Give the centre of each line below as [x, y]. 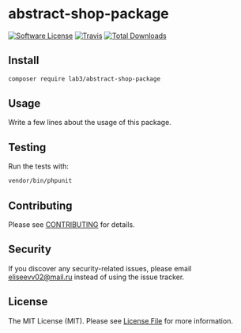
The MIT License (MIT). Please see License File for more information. [120, 320]
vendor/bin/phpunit [40, 181]
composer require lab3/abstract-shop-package [84, 79]
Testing [27, 147]
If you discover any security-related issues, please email [100, 268]
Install [24, 61]
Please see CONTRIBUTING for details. [72, 224]
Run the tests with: [38, 166]
